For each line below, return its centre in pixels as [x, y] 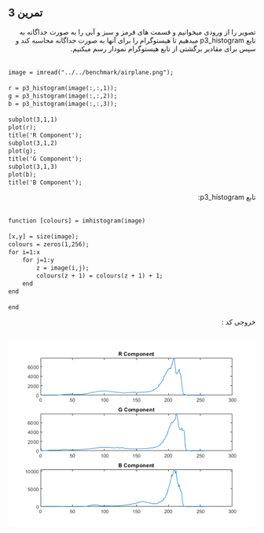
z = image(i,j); [63, 268]
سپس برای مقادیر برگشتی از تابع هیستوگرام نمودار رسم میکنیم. [163, 48]
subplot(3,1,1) [33, 119]
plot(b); [22, 175]
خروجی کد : [238, 322]
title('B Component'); [45, 182]
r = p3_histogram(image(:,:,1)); [63, 88]
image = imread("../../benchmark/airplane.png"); [91, 72]
